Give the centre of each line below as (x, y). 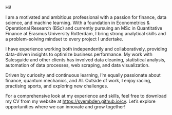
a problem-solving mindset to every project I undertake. (64, 39)
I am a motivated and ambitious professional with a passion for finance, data (86, 17)
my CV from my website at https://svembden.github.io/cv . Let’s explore (80, 101)
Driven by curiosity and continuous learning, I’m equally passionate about (83, 75)
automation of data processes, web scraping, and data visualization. (78, 65)
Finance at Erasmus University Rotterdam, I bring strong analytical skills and (86, 33)
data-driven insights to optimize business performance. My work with (79, 54)
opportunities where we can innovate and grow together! (65, 107)
